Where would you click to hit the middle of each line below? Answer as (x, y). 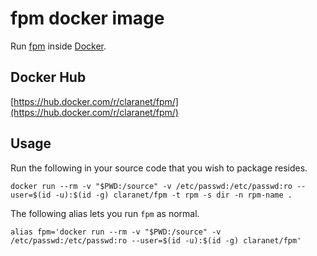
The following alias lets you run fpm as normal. (105, 213)
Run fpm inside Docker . (58, 46)
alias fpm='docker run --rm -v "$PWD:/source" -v (116, 232)
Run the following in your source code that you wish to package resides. (159, 168)
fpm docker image (87, 18)
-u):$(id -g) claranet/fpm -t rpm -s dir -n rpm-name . (173, 195)
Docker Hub (48, 77)
